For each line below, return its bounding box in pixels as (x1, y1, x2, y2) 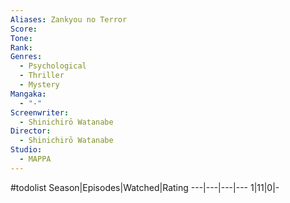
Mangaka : (10, 89, 47, 99)
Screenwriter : (10, 107, 70, 118)
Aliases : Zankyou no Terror (10, 14, 128, 25)
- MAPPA (19, 154, 52, 164)
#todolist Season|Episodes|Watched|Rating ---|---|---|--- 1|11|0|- (10, 181, 280, 193)
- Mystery (19, 80, 60, 90)
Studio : (10, 145, 43, 155)
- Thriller (19, 71, 65, 81)
